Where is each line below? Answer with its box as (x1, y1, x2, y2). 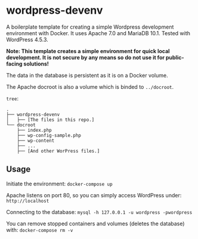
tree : (6, 95, 19, 102)
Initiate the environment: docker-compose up (6, 180, 113, 187)
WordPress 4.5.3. (6, 36, 49, 43)
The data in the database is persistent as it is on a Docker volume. (6, 72, 168, 79)
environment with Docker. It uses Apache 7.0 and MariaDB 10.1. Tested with (6, 29, 191, 36)
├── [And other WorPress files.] (17, 148, 100, 154)
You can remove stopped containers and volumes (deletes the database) (6, 220, 185, 227)
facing (6, 60, 23, 67)
